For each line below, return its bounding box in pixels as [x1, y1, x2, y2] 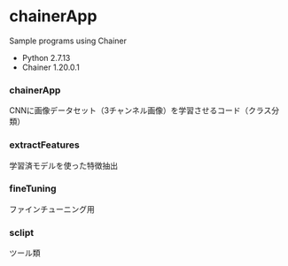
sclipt [9, 226, 34, 239]
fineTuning [9, 183, 57, 195]
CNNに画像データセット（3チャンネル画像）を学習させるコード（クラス [9, 105, 272, 116]
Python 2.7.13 [21, 52, 71, 63]
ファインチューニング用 [9, 203, 95, 214]
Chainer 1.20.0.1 [21, 62, 80, 72]
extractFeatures [9, 139, 80, 151]
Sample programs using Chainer [9, 35, 127, 46]
